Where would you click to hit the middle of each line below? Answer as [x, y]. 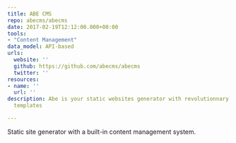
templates [28, 106]
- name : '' [23, 86]
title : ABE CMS [30, 14]
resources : [23, 79]
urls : [15, 54]
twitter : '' [31, 73]
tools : [17, 33]
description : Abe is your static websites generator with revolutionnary [118, 99]
